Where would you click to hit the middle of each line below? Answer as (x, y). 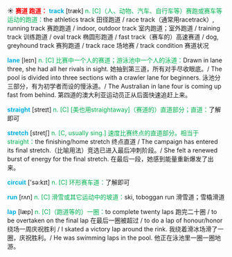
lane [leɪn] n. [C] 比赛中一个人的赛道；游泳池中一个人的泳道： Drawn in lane (115, 60)
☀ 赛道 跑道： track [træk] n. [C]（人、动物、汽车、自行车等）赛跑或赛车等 (115, 11)
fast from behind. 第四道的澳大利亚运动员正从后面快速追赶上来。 (99, 95)
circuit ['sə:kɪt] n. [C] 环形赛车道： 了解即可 (69, 182)
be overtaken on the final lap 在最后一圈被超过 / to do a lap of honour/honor (115, 220)
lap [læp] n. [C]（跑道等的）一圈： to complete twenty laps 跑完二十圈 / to (112, 212)
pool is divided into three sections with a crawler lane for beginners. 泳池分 (114, 78)
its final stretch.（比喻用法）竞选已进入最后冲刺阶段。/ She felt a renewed (113, 150)
